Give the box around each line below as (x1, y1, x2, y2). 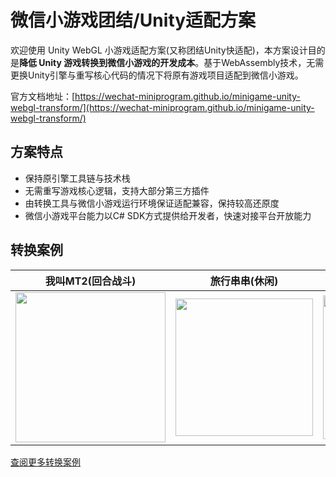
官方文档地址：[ (10, 90, 76, 102)
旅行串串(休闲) (209, 274, 279, 288)
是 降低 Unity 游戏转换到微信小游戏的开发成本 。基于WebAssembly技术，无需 (10, 56, 325, 68)
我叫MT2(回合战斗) (44, 274, 137, 288)
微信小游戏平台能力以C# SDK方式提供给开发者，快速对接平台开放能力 (24, 209, 312, 221)
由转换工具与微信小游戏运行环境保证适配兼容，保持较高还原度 (24, 197, 280, 209)
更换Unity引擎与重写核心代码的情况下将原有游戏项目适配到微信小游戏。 (10, 69, 304, 81)
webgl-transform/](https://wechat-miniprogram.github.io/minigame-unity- (10, 101, 315, 113)
